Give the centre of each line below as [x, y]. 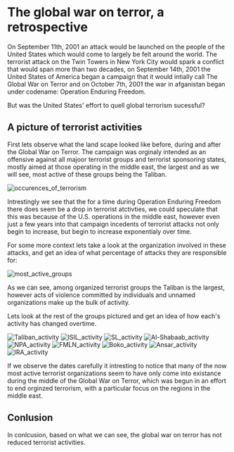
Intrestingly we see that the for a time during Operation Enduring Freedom [114, 201]
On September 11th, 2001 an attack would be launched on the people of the [116, 46]
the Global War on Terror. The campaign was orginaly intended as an [107, 151]
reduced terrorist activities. [46, 442]
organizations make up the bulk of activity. [69, 302]
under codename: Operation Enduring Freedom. [77, 92]
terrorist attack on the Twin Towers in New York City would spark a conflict [116, 61]
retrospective [47, 27]
